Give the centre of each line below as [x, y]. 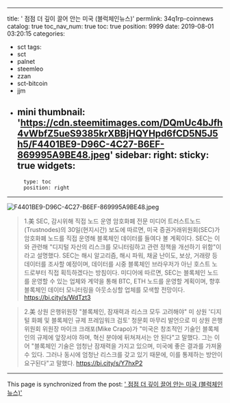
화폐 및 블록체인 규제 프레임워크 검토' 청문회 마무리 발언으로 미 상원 [120, 320]
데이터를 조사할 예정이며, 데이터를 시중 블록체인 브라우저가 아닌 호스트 [117, 264]
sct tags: [29, 47]
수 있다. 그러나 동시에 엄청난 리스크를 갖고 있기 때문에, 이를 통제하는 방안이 [123, 354]
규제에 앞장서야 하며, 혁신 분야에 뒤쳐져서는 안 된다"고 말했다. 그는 [125, 337]
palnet [26, 61]
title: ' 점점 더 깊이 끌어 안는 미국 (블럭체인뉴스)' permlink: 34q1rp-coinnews [110, 19]
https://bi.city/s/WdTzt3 [57, 297]
